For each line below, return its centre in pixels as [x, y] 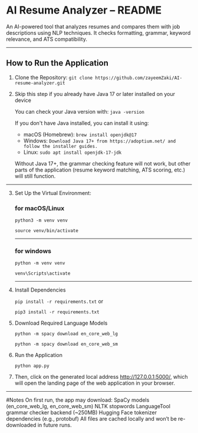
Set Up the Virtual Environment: [53, 193]
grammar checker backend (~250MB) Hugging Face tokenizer [82, 412]
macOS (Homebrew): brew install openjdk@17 [80, 134]
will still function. [35, 176]
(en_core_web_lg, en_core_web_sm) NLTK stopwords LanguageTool [88, 406]
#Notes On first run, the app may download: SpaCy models [78, 400]
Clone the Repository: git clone [54, 77]
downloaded [21, 425]
